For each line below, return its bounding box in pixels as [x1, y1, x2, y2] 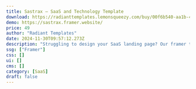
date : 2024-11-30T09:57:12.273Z [6, 36, 85, 42]
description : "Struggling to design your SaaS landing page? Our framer [6, 42, 187, 47]
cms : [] [6, 63, 25, 69]
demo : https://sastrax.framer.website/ [6, 19, 103, 25]
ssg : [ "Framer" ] [6, 47, 45, 53]
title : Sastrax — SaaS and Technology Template [6, 8, 124, 15]
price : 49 [6, 25, 30, 31]
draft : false [6, 74, 38, 80]
